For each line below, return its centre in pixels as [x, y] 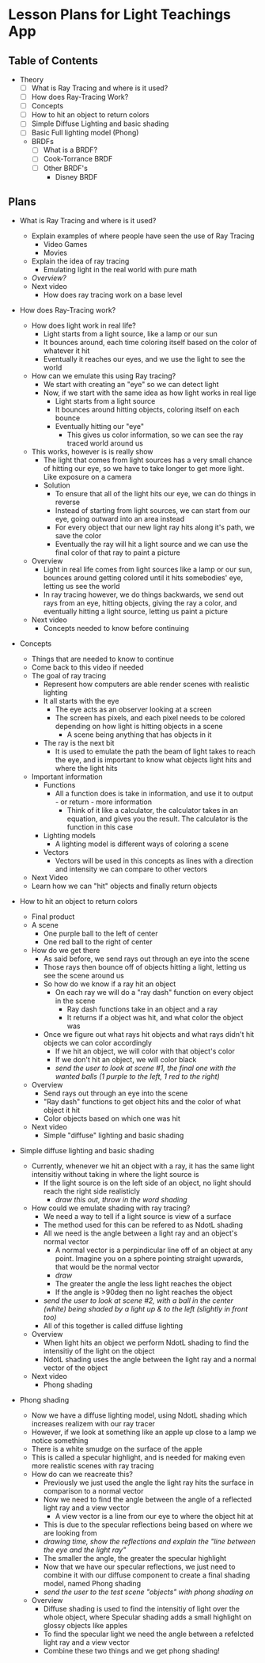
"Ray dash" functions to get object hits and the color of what [142, 1102]
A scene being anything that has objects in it [139, 735]
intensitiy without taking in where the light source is [115, 1175]
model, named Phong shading [92, 1584]
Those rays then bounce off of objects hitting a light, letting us [145, 967]
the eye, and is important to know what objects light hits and [153, 760]
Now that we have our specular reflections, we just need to [139, 1567]
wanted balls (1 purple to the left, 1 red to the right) [137, 1076]
